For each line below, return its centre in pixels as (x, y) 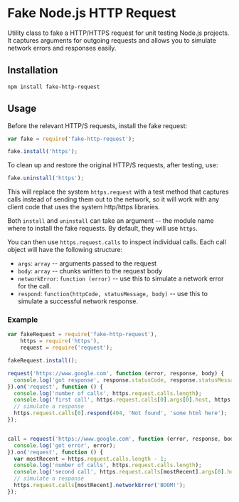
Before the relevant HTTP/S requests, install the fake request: (97, 125)
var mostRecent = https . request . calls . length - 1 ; (90, 459)
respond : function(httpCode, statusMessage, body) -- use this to (113, 294)
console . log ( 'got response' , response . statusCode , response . (106, 380)
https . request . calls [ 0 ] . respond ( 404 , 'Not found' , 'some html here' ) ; (121, 413)
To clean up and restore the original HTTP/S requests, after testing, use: (113, 165)
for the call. (34, 286)
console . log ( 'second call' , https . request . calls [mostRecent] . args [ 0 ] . (121, 472)
